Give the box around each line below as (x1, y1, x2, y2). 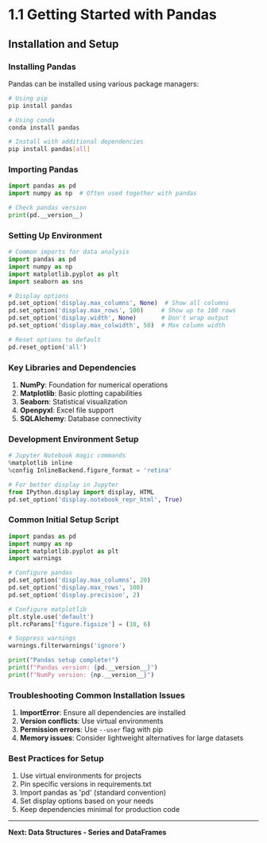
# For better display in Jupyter (8, 481, 119, 489)
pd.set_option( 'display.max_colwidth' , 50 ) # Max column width (8, 322, 226, 330)
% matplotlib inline (8, 459, 73, 467)
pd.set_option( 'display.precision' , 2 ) (8, 590, 141, 599)
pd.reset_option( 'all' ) (8, 343, 87, 351)
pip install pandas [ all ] (8, 145, 91, 153)
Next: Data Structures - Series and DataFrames (8, 828, 167, 837)
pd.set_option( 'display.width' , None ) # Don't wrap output (8, 314, 229, 323)
